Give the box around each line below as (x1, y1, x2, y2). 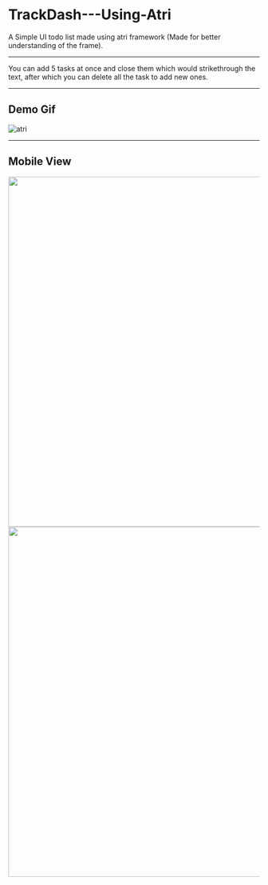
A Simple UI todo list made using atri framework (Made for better (8, 32, 221, 42)
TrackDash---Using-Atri (8, 6, 171, 24)
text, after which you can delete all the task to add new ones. (8, 72, 209, 82)
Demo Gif (8, 102, 56, 117)
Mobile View (8, 154, 72, 169)
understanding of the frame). (8, 40, 104, 50)
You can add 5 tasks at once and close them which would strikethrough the (8, 63, 256, 73)
